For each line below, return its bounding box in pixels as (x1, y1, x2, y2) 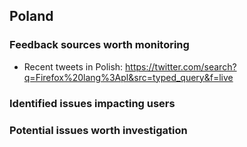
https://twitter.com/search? (125, 60, 237, 73)
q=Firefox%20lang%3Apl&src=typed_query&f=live (23, 71, 234, 83)
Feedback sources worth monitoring (9, 38, 190, 52)
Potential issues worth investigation (9, 123, 188, 137)
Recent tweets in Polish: (23, 60, 124, 73)
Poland (9, 8, 54, 25)
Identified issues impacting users (9, 96, 176, 110)
